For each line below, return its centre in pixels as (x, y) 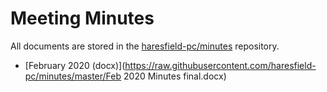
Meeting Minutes (82, 18)
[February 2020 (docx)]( (75, 65)
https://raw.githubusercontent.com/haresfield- (220, 65)
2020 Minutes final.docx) (175, 76)
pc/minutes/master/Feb (73, 76)
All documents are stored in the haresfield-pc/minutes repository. (145, 46)
